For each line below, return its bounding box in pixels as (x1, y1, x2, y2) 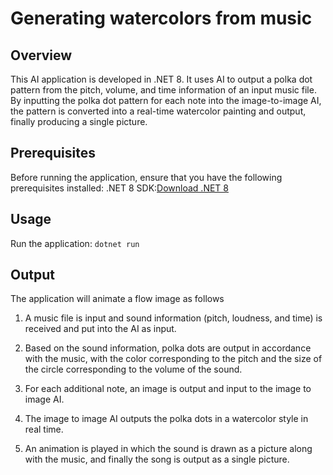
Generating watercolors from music (10, 7, 313, 30)
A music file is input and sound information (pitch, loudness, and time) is (24, 312, 323, 324)
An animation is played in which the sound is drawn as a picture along (24, 443, 313, 455)
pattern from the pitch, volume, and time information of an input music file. (10, 84, 317, 96)
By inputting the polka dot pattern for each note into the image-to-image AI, (10, 95, 322, 106)
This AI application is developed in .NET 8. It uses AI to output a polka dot (10, 73, 313, 85)
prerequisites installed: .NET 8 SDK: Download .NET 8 (10, 182, 229, 194)
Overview (10, 47, 73, 64)
